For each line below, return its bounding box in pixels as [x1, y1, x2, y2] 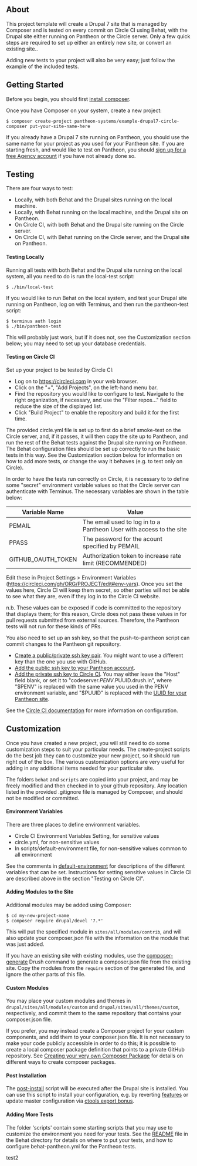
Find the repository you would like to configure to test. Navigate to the [14, 390, 184, 397]
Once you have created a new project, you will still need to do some [6, 739, 170, 746]
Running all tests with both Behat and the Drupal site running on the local [6, 267, 182, 274]
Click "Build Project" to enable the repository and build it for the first [14, 409, 179, 416]
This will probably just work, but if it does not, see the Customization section [6, 333, 191, 341]
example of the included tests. [6, 63, 79, 70]
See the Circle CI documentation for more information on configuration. [6, 707, 178, 714]
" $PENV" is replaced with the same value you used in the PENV [14, 683, 169, 690]
